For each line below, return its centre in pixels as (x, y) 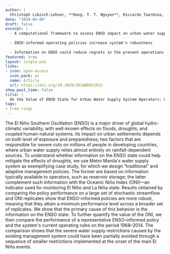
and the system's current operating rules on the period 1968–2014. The (79, 225)
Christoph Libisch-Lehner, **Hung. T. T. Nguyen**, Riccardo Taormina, (87, 15)
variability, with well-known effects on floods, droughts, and (85, 129)
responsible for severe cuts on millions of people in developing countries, (82, 144)
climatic (13, 129)
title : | (14, 95)
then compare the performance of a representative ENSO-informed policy (82, 220)
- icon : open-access (27, 71)
